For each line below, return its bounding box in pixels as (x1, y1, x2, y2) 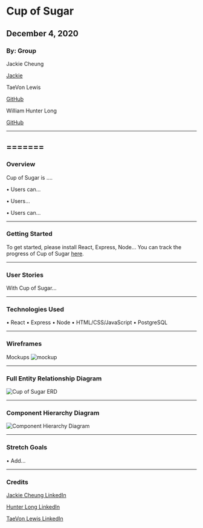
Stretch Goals (6, 443, 47, 452)
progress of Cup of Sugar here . (6, 250, 85, 257)
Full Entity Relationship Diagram (6, 374, 102, 382)
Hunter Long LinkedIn (6, 503, 60, 510)
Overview (6, 160, 36, 169)
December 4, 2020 (6, 28, 79, 39)
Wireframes (6, 340, 42, 348)
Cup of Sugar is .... (6, 174, 53, 181)
